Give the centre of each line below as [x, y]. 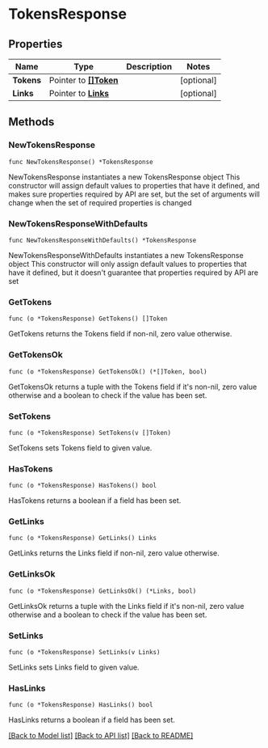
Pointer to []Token [84, 80]
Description [149, 67]
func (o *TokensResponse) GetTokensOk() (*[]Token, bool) [108, 372]
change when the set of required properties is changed [100, 202]
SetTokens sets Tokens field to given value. [80, 448]
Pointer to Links [79, 93]
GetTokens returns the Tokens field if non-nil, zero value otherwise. [120, 334]
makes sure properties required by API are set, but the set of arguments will [134, 194]
